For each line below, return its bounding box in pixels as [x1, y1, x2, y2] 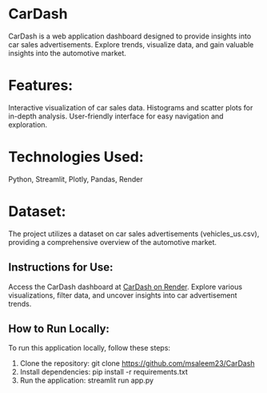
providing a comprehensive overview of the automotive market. [8, 237, 217, 247]
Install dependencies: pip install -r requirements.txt [19, 367, 188, 377]
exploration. [8, 119, 48, 129]
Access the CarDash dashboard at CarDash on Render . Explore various [8, 282, 242, 291]
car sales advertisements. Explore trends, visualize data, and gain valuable [8, 39, 254, 49]
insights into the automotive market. [8, 48, 126, 58]
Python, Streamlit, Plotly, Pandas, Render [8, 174, 143, 184]
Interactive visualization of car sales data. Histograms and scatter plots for [8, 102, 253, 112]
